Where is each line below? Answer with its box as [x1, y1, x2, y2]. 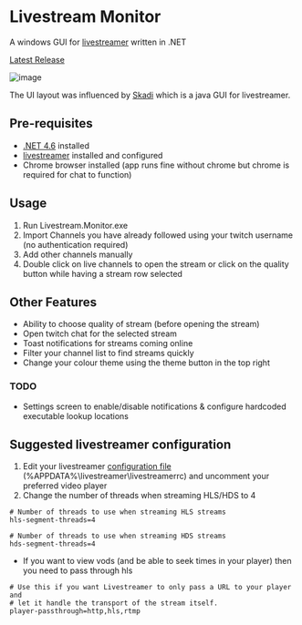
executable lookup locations [22, 410, 130, 421]
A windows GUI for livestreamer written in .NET [9, 36, 187, 47]
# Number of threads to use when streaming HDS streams [9, 531, 226, 541]
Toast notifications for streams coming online [22, 338, 193, 349]
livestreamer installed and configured [22, 149, 163, 160]
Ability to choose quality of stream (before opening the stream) [22, 319, 260, 330]
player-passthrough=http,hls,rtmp [9, 607, 141, 616]
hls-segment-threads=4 [9, 516, 96, 525]
